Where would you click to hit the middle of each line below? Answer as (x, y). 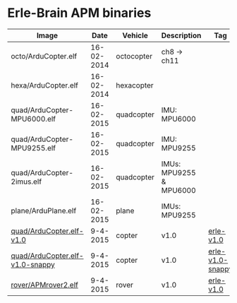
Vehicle (135, 35)
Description (181, 35)
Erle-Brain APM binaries (79, 13)
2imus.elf (26, 182)
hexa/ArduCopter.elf (45, 85)
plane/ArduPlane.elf (44, 210)
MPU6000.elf (34, 119)
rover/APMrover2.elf (45, 285)
